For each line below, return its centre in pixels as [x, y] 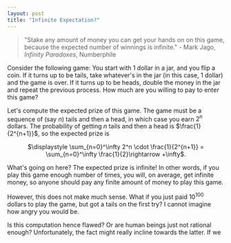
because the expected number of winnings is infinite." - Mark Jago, [120, 47]
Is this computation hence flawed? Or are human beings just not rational [109, 224]
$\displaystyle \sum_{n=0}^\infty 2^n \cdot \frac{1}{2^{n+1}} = [116, 147]
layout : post [26, 13]
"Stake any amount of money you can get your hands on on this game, [124, 39]
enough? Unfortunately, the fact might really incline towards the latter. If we [114, 232]
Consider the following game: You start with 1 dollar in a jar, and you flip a [111, 68]
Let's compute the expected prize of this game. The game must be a [104, 110]
